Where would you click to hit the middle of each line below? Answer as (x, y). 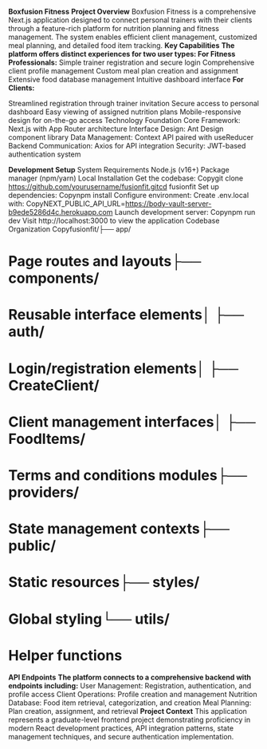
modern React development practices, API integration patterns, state (121, 728)
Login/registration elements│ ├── (124, 369)
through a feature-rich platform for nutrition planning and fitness (114, 28)
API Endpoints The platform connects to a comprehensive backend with (130, 677)
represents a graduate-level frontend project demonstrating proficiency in (130, 720)
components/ (54, 278)
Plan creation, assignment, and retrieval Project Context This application (128, 711)
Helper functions (65, 655)
